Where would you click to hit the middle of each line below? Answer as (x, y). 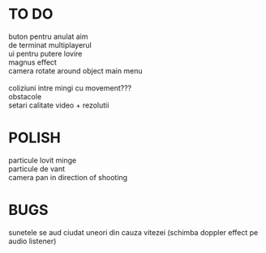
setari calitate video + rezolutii (59, 105)
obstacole (25, 96)
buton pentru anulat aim (48, 36)
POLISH (34, 138)
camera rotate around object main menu (76, 70)
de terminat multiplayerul (50, 44)
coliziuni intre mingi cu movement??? (70, 88)
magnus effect (32, 62)
